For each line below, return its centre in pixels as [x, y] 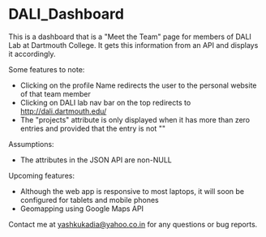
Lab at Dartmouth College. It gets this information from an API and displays [133, 45]
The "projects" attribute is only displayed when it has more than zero [135, 119]
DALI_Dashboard [66, 14]
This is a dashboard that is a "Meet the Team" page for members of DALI [130, 37]
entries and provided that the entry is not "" [93, 128]
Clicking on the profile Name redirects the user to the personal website [138, 85]
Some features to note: [47, 69]
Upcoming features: [42, 175]
